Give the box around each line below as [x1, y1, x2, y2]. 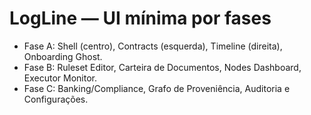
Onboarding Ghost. [23, 50, 103, 62]
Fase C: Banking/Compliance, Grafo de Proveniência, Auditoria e [23, 82, 291, 94]
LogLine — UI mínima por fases [9, 7, 272, 30]
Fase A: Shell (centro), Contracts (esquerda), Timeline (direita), [23, 40, 283, 52]
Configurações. [23, 93, 89, 105]
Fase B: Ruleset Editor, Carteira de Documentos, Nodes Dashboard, [23, 61, 302, 73]
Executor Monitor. [23, 72, 97, 84]
